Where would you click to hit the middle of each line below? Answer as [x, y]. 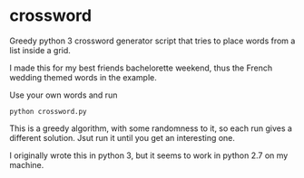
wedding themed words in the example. [83, 77]
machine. [27, 164]
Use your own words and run [64, 95]
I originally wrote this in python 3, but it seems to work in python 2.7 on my [149, 155]
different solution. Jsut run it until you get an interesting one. [123, 137]
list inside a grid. [40, 50]
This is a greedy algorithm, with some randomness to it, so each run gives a [151, 128]
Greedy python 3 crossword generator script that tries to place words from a [152, 41]
